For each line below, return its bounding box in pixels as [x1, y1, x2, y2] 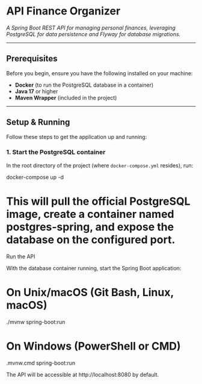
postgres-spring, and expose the [6, 220, 174, 234]
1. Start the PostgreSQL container [6, 148, 106, 156]
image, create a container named [6, 208, 174, 221]
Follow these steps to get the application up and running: [6, 133, 147, 140]
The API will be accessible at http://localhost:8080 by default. [6, 371, 159, 378]
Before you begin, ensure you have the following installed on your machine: [6, 69, 193, 76]
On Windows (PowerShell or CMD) [6, 339, 182, 353]
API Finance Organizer [6, 4, 121, 18]
